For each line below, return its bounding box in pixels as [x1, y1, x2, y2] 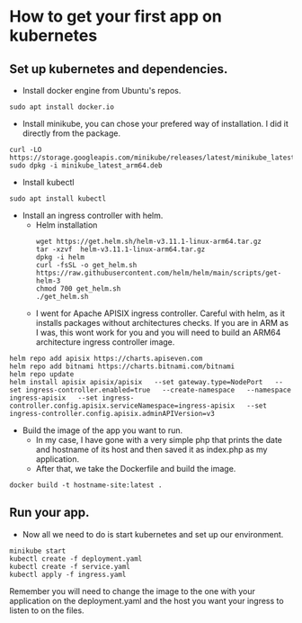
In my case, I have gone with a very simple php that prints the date [35, 435, 283, 445]
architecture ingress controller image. [35, 337, 175, 348]
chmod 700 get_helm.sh [35, 284, 121, 293]
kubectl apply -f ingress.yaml [9, 570, 127, 579]
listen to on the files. [9, 605, 84, 616]
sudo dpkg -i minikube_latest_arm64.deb [9, 161, 164, 170]
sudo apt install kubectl [9, 194, 106, 203]
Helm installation [35, 220, 98, 230]
